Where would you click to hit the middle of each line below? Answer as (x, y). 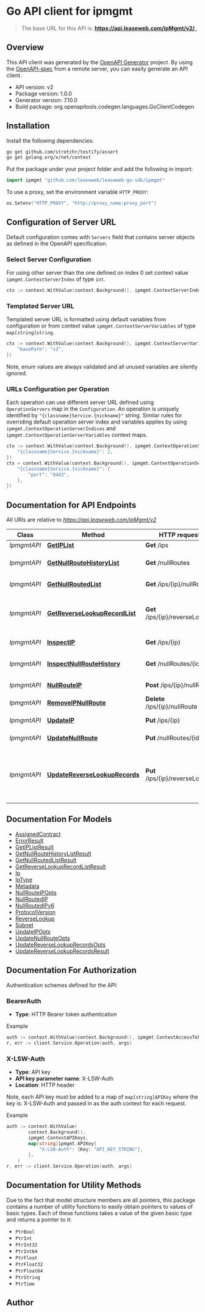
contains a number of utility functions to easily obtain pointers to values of (100, 1206)
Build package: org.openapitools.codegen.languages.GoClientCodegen (104, 106)
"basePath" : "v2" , (41, 349)
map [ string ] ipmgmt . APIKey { (63, 1143)
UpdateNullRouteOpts (42, 938)
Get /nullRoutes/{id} (174, 664)
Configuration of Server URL (61, 222)
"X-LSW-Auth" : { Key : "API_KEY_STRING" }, (91, 1149)
